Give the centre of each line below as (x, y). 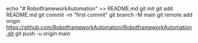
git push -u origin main (43, 34)
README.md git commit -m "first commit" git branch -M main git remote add (99, 15)
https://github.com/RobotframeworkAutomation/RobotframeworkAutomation (99, 27)
